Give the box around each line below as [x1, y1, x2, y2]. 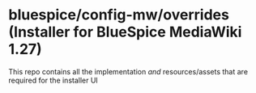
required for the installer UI [8, 75, 99, 85]
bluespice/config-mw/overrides [8, 6, 229, 24]
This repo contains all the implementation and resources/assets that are [8, 66, 249, 76]
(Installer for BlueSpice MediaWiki [8, 23, 242, 41]
